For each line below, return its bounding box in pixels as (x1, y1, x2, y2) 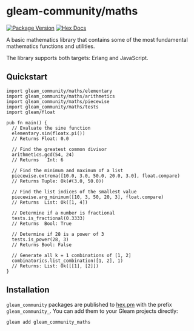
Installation (6, 285, 50, 295)
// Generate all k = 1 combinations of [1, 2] (12, 252, 132, 258)
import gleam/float (6, 109, 56, 115)
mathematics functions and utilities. (6, 42, 95, 50)
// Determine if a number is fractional (12, 210, 115, 216)
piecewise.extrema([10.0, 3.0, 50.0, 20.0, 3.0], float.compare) (12, 173, 181, 179)
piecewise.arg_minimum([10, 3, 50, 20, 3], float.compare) (12, 194, 164, 200)
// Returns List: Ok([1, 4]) (12, 199, 88, 206)
